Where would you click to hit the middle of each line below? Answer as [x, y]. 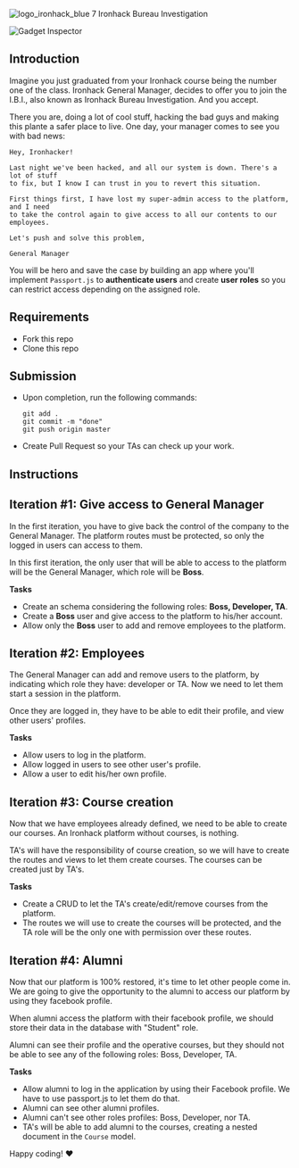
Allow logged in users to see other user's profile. [112, 765]
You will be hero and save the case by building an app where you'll [132, 270]
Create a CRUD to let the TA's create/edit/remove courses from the [145, 904]
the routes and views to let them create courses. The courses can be [136, 860]
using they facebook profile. [61, 1001]
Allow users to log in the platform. [84, 755]
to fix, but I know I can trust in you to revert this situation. [135, 183]
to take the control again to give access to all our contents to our [143, 214]
